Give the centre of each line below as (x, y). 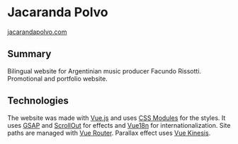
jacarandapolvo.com (37, 32)
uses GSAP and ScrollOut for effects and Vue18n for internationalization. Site (119, 125)
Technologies (38, 101)
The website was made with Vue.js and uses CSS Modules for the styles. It (117, 118)
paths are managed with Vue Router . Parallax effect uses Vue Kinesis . (109, 133)
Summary (29, 54)
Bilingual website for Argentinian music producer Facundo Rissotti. (104, 71)
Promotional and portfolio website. (57, 78)
